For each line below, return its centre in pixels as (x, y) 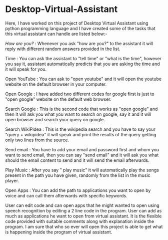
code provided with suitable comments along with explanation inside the (79, 221)
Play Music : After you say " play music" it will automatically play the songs (82, 170)
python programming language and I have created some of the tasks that (80, 28)
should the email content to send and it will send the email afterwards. (77, 160)
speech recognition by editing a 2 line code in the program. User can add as (83, 210)
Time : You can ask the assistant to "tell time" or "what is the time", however (83, 58)
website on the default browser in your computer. (56, 84)
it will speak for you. (26, 69)
